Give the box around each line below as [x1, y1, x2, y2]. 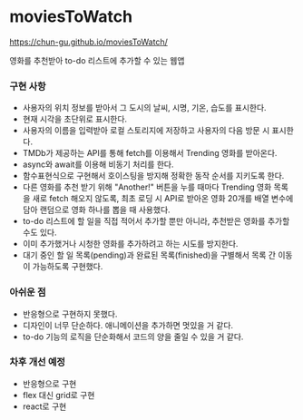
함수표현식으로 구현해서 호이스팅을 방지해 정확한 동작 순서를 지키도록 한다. [22, 171, 285, 181]
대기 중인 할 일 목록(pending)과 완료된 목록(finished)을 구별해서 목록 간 [22, 249, 277, 260]
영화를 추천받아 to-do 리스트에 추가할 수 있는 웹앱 [9, 54, 185, 65]
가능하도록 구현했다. [32, 261, 103, 272]
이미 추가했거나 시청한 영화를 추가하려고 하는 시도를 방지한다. [22, 239, 239, 249]
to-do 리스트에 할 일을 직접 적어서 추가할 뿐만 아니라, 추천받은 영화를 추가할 [22, 216, 290, 227]
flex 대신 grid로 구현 [22, 389, 95, 400]
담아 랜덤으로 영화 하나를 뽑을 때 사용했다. [22, 204, 171, 215]
